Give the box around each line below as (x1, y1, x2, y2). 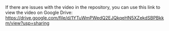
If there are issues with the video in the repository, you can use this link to (5, 4, 161, 10)
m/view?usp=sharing (5, 20, 50, 26)
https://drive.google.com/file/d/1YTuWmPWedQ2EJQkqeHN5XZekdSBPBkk (5, 15, 164, 20)
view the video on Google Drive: (5, 9, 73, 15)
